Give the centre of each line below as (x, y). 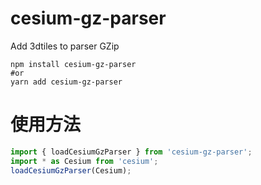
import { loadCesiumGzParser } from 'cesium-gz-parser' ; (131, 152)
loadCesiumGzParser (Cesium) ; (71, 170)
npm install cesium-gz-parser (73, 64)
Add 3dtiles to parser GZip (65, 46)
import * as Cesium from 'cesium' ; (84, 161)
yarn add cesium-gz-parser (66, 82)
